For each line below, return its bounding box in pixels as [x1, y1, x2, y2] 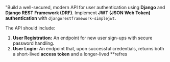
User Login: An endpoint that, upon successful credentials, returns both [12, 46, 164, 51]
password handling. [12, 40, 55, 46]
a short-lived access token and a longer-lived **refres [12, 51, 128, 57]
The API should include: [5, 25, 56, 31]
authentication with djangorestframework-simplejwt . [5, 15, 116, 21]
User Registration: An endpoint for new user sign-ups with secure [12, 35, 153, 41]
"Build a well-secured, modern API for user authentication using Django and [5, 5, 165, 10]
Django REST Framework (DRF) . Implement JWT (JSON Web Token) [5, 10, 151, 16]
